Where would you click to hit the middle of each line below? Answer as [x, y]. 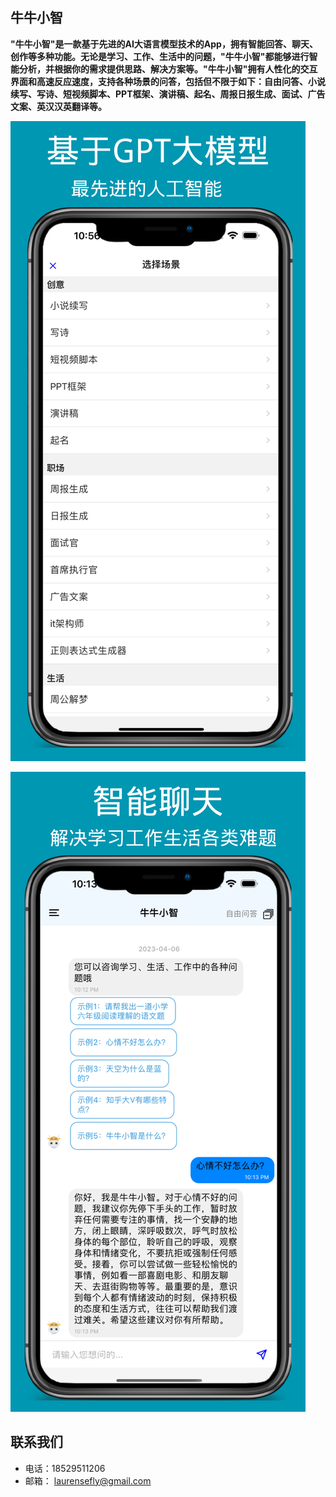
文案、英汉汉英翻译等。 [58, 106]
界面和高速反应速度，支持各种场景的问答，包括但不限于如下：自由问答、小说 [168, 81]
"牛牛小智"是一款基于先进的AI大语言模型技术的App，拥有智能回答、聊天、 [164, 44]
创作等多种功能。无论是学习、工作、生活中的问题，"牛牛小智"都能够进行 [160, 56]
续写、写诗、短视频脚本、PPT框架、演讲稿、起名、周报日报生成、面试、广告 [168, 94]
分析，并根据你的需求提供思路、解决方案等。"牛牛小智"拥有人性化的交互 [168, 69]
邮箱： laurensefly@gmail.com [88, 1480]
